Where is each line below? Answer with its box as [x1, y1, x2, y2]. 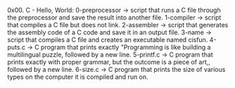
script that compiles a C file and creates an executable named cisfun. [7, 36, 208, 44]
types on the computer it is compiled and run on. [7, 73, 149, 81]
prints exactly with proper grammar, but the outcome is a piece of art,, [7, 58, 211, 66]
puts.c [7, 43, 26, 51]
